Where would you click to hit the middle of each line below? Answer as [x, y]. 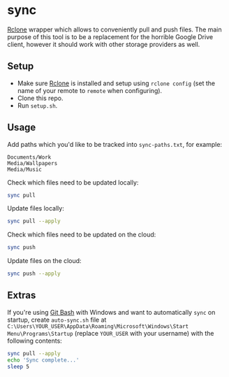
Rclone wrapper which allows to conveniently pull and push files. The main [114, 29]
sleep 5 [19, 367]
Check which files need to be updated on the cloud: [82, 235]
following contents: [35, 341]
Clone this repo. [40, 98]
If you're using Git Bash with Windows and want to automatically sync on [111, 312]
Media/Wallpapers [32, 163]
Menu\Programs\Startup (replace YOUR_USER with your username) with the [111, 333]
